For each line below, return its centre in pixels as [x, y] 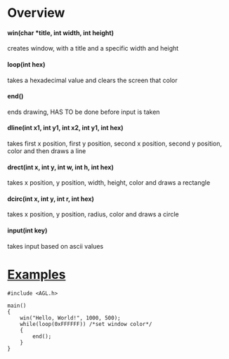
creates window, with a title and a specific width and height [93, 48]
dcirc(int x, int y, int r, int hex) [51, 199]
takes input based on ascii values [55, 246]
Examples [37, 274]
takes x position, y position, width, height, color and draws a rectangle [109, 183]
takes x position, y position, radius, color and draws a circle [93, 214]
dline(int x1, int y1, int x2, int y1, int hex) [65, 128]
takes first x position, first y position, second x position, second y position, [115, 143]
